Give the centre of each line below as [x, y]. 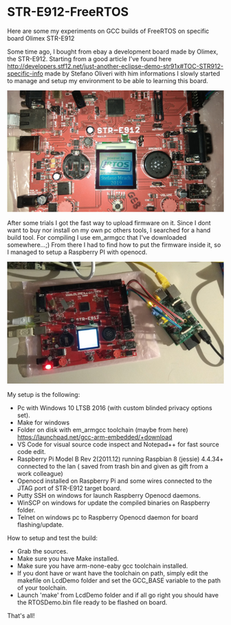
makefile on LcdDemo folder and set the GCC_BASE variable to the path [119, 580]
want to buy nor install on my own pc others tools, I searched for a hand [109, 230]
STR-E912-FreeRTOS [68, 12]
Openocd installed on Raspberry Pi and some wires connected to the [114, 481]
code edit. [31, 451]
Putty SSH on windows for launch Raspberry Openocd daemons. [109, 495]
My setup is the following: [44, 394]
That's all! [21, 615]
